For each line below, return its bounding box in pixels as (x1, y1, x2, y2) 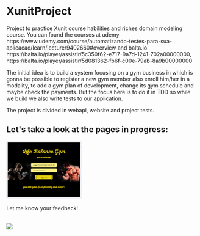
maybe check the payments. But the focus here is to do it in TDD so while (6, 88, 191, 95)
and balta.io (117, 44, 148, 51)
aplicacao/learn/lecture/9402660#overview (6, 44, 116, 51)
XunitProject (6, 4, 72, 18)
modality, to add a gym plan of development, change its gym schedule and (6, 81, 194, 89)
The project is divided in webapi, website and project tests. (6, 106, 154, 114)
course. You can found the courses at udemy (6, 31, 120, 38)
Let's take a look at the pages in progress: (6, 124, 169, 135)
